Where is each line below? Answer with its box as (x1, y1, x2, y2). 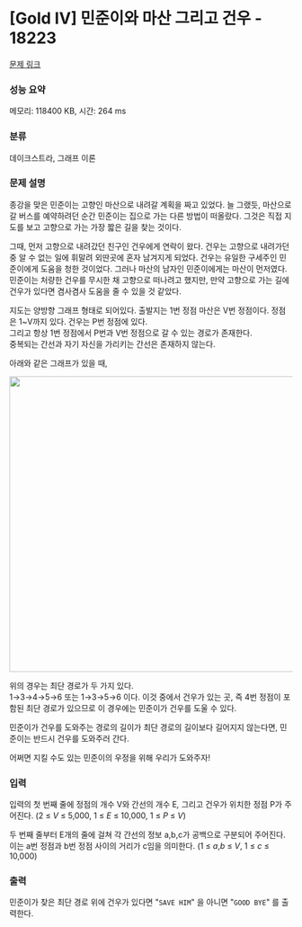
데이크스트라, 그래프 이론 (9, 152, 96, 163)
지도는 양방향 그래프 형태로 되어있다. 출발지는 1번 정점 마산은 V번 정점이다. (9, 305, 270, 316)
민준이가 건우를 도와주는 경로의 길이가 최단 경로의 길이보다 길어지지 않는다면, (9, 721, 279, 733)
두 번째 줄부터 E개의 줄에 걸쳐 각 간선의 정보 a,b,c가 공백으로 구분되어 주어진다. (9, 829, 286, 841)
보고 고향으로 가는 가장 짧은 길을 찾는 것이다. (25, 221, 182, 232)
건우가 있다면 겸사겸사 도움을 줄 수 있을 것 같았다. (9, 285, 182, 297)
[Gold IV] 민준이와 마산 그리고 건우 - (9, 8, 262, 29)
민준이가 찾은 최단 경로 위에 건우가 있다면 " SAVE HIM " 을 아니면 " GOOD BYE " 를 (9, 896, 280, 908)
